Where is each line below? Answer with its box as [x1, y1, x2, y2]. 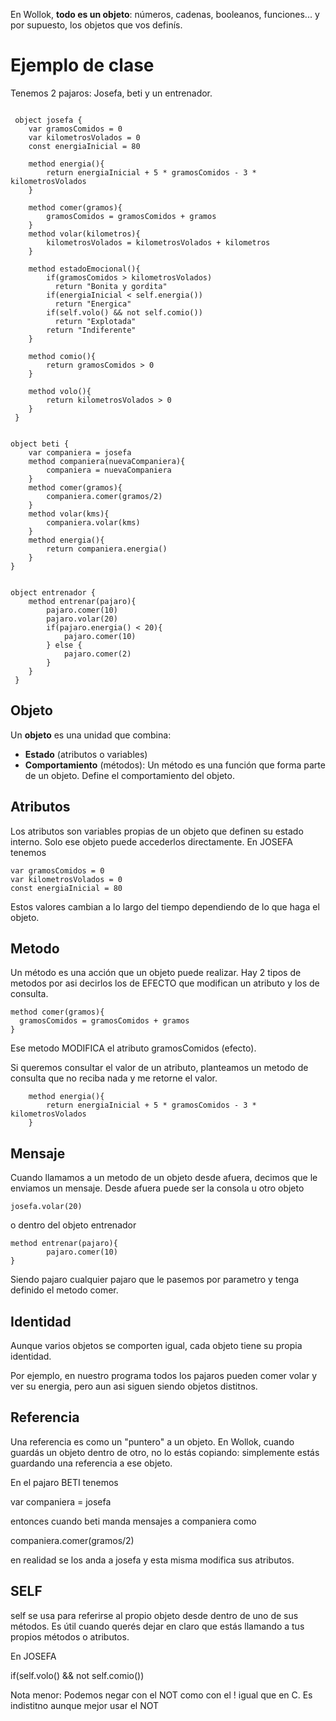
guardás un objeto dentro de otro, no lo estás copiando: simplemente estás [10, 1446, 320, 1458]
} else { [46, 640, 83, 650]
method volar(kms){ [28, 509, 110, 519]
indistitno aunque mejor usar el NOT [10, 1699, 160, 1711]
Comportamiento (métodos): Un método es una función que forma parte [24, 759, 326, 771]
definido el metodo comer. [10, 1284, 119, 1296]
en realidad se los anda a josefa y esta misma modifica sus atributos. [10, 1554, 295, 1566]
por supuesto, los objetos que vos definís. [10, 19, 183, 31]
